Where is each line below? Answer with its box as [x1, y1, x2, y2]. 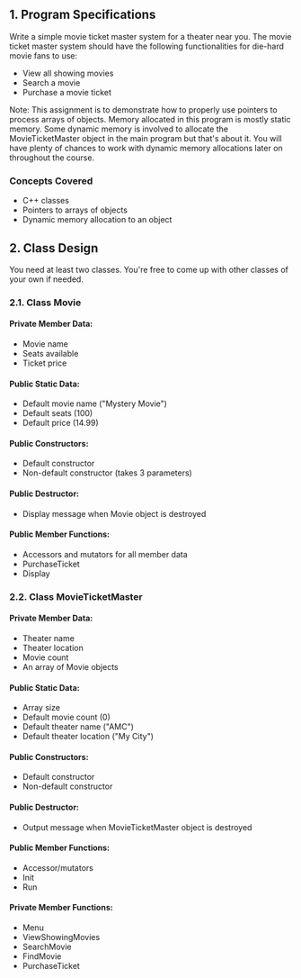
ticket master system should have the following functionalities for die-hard [9, 41, 285, 51]
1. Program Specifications [9, 7, 156, 23]
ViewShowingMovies [22, 932, 101, 942]
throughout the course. [9, 152, 95, 163]
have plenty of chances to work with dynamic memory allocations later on [9, 142, 283, 153]
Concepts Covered [9, 175, 93, 187]
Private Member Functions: [9, 902, 114, 913]
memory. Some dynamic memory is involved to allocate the [9, 123, 229, 134]
